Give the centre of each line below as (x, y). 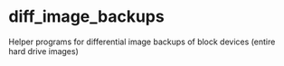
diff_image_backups (86, 17)
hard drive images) (43, 51)
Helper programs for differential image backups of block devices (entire (142, 42)
